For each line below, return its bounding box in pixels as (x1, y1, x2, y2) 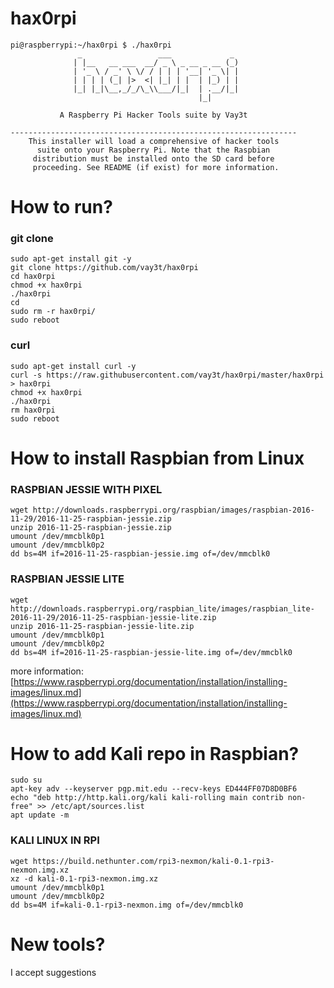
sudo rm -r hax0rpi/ (10, 307, 97, 317)
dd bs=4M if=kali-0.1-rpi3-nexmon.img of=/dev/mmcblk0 (10, 900, 244, 910)
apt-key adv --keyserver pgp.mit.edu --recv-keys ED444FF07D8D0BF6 (10, 784, 298, 794)
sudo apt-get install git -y (10, 254, 132, 264)
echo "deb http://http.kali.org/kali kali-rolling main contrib (10, 793, 284, 803)
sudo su (10, 775, 43, 786)
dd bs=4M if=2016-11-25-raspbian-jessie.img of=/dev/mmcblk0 (10, 549, 271, 559)
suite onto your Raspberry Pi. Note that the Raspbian (36, 145, 271, 155)
